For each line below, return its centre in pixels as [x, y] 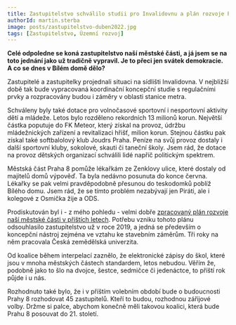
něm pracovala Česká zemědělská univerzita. [73, 242]
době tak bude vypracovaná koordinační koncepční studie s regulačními [112, 89]
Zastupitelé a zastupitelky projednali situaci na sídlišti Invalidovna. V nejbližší [118, 82]
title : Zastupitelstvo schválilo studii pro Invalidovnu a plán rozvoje [116, 14]
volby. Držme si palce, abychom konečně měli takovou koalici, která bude [113, 307]
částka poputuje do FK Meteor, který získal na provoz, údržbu [97, 125]
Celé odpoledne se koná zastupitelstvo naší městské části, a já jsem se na [117, 53]
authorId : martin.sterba [44, 20]
